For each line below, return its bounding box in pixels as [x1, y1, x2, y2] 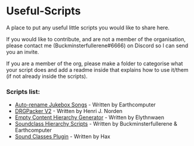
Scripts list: [6, 87, 41, 96]
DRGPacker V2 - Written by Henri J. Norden [14, 108, 123, 115]
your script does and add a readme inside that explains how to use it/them [6, 66, 189, 73]
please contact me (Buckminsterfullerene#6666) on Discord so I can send [6, 42, 189, 49]
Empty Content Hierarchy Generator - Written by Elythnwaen [14, 114, 165, 121]
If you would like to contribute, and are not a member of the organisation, [6, 35, 186, 42]
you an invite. [6, 48, 39, 55]
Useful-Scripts [6, 4, 81, 18]
